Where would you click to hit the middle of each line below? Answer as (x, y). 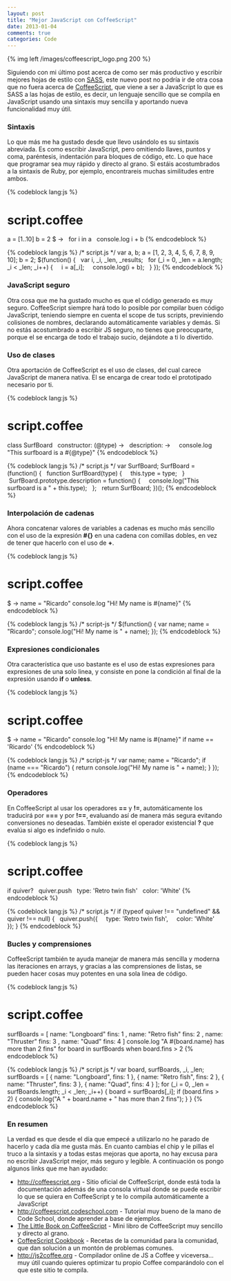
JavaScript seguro (39, 286)
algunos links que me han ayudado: (58, 1168)
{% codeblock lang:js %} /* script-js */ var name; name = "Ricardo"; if (107, 760)
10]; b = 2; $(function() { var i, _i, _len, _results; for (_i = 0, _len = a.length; (115, 260)
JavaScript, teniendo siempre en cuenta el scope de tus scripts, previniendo (115, 315)
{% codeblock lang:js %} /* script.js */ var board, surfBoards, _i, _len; (106, 1069)
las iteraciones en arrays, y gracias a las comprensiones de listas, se (104, 966)
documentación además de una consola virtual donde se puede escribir (119, 1189)
